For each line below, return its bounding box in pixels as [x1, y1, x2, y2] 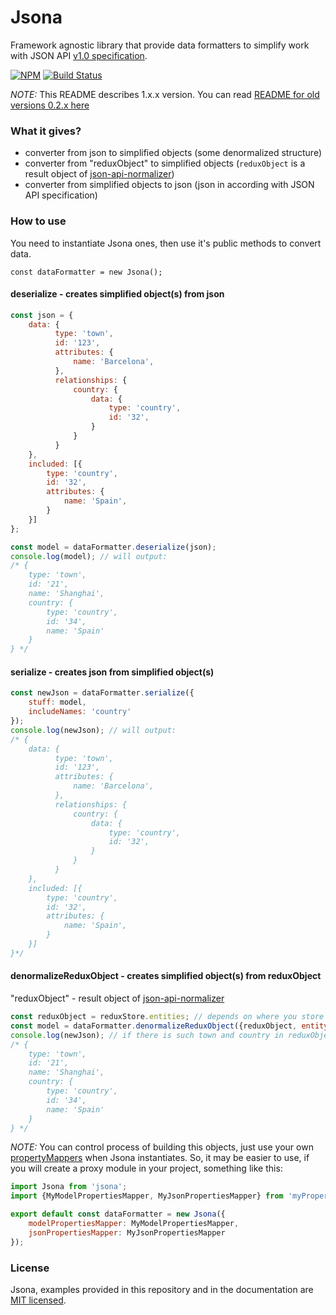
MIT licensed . [10, 1294, 67, 1306]
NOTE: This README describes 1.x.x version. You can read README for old [10, 88, 320, 100]
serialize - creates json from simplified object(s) [10, 666, 215, 678]
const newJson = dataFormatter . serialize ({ [10, 688, 195, 698]
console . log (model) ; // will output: [10, 551, 168, 561]
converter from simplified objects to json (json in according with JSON [24, 179, 315, 191]
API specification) [24, 189, 98, 201]
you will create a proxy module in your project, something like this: [10, 1162, 283, 1175]
